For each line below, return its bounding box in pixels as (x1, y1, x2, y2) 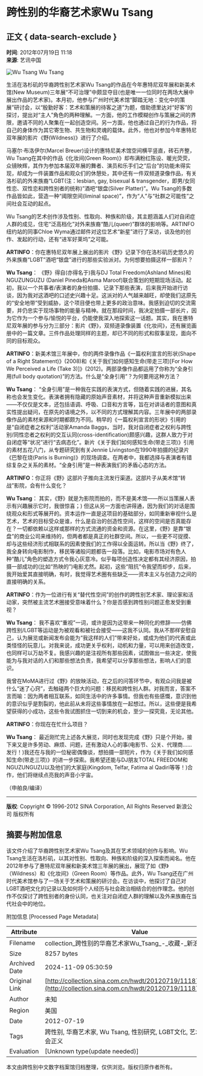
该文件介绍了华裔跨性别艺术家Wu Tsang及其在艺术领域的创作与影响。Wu (6, 847, 188, 854)
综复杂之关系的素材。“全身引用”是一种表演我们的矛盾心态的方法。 (6, 461, 170, 469)
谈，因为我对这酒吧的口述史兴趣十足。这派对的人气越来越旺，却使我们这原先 (6, 292, 197, 299)
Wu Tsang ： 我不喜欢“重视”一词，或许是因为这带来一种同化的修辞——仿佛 (6, 619, 192, 626)
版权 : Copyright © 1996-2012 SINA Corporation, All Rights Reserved (6, 803, 175, 810)
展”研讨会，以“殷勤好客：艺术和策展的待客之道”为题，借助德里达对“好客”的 (6, 104, 193, 111)
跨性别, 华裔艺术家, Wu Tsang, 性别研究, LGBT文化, (45, 1028, 188, 1036)
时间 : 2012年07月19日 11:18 (6, 49, 72, 56)
